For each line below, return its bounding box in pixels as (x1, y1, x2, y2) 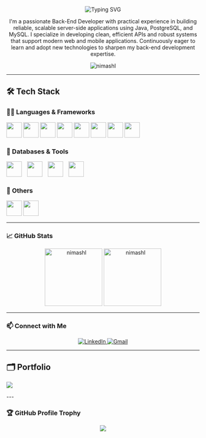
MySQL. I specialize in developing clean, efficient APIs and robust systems (9, 31, 197, 38)
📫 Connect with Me (6, 321, 67, 330)
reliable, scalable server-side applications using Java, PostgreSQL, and (13, 25, 193, 31)
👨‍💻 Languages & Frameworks (6, 108, 96, 117)
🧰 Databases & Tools (6, 147, 69, 156)
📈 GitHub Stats (6, 232, 53, 240)
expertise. (90, 50, 116, 58)
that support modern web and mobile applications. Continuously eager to (10, 37, 196, 44)
